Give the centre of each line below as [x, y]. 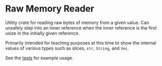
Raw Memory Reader [50, 9]
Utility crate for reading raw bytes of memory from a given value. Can [77, 22]
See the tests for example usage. [39, 57]
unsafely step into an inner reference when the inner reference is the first [81, 27]
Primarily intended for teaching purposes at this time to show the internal [81, 42]
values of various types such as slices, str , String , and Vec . [67, 48]
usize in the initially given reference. [43, 33]
